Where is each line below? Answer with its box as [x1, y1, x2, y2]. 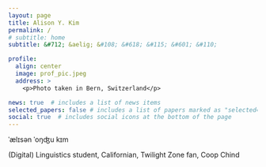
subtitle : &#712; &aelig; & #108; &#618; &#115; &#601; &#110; [8, 41, 218, 49]
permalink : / [8, 26, 51, 34]
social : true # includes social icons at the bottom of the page [8, 113, 232, 121]
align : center [15, 62, 62, 71]
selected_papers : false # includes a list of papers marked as [8, 106, 222, 114]
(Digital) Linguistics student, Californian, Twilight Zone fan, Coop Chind [8, 150, 240, 160]
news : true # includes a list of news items [8, 98, 161, 106]
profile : [8, 55, 37, 63]
